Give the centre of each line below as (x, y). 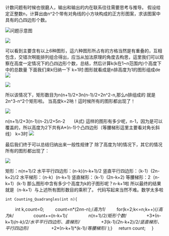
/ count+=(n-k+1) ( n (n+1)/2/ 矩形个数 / (69, 216)
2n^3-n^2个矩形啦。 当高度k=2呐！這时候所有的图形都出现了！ (70, 101)
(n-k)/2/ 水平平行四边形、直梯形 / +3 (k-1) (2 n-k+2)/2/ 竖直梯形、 (88, 222)
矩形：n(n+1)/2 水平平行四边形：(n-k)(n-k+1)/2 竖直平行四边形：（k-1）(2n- (82, 171)
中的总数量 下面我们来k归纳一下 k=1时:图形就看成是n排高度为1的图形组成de (83, 70)
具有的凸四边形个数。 (27, 20)
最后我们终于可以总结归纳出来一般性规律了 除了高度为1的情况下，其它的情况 (84, 144)
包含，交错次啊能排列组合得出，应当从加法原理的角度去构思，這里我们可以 (82, 57)
